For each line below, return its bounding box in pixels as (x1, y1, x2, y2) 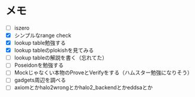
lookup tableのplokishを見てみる (14, 47, 94, 54)
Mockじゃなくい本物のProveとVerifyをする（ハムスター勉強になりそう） (14, 69, 193, 76)
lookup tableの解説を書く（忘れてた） (14, 54, 108, 61)
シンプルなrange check (14, 32, 72, 39)
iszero (14, 24, 30, 32)
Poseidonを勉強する (14, 62, 64, 69)
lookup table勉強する (14, 39, 66, 46)
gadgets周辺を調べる (14, 77, 66, 84)
